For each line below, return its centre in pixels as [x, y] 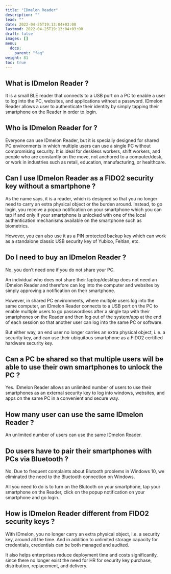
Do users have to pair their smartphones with [79, 451]
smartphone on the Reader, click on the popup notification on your [75, 492]
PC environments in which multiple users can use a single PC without [78, 146]
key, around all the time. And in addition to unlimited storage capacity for [82, 539]
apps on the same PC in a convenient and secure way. [62, 398]
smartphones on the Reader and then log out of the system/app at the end [83, 317]
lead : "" [15, 19]
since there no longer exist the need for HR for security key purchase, [79, 560]
